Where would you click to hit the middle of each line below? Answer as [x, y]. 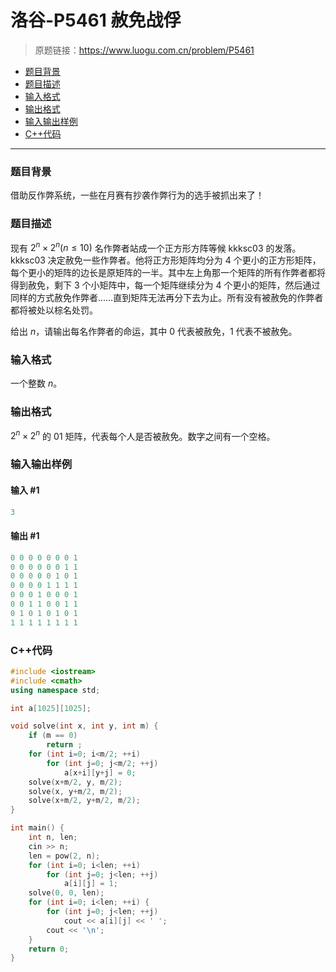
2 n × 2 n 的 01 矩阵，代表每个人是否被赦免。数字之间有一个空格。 [143, 435]
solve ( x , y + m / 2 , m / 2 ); [75, 791]
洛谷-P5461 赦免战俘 [96, 20]
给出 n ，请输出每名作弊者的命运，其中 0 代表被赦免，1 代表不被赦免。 [154, 332]
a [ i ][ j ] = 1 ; [90, 884]
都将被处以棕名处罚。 [54, 310]
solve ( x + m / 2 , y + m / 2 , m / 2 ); [84, 801]
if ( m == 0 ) [53, 736]
